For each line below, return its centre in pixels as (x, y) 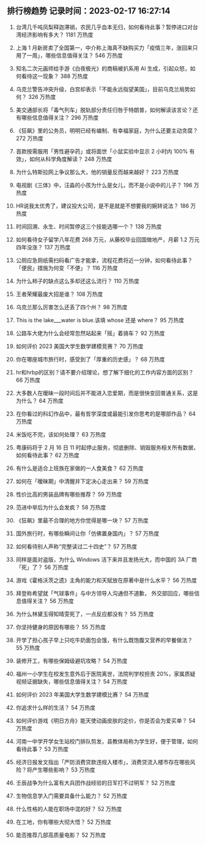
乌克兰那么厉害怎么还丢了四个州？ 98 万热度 (72, 307)
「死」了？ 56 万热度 (42, 567)
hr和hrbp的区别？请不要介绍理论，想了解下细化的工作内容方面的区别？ (105, 372)
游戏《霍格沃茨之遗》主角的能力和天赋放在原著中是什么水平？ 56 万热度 (106, 580)
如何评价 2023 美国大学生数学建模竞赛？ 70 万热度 (79, 346)
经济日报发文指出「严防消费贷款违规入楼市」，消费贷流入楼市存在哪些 (103, 762)
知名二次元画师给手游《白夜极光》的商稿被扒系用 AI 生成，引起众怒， (103, 68)
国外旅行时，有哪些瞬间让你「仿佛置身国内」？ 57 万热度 (87, 533)
